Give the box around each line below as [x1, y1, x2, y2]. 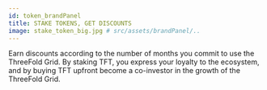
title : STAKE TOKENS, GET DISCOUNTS [8, 19, 132, 27]
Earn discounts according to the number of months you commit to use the [8, 49, 255, 59]
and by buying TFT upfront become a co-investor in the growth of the [8, 66, 241, 76]
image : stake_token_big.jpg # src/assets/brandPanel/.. [8, 27, 201, 35]
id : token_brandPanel [8, 11, 82, 20]
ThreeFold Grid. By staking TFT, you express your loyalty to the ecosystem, [8, 57, 260, 67]
